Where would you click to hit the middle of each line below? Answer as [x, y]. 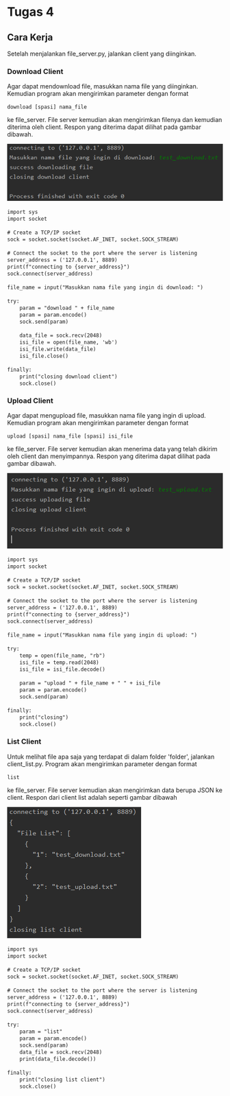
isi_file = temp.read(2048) [59, 663]
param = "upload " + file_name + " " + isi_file [90, 683]
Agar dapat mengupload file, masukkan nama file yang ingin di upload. [107, 416]
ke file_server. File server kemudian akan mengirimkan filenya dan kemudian [115, 120]
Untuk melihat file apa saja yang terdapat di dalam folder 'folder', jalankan [111, 757]
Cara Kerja [30, 37]
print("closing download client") [68, 377]
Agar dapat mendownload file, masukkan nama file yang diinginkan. [103, 86]
